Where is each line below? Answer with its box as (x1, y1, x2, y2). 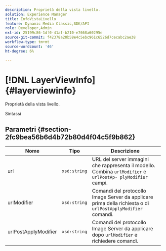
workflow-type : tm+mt (5, 40, 50, 45)
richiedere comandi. (92, 238, 138, 245)
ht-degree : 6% (5, 49, 35, 53)
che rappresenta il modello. (92, 162, 156, 169)
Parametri (5, 125, 36, 134)
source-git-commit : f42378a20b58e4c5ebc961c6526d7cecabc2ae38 (5, 35, 136, 40)
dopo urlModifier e (92, 231, 138, 238)
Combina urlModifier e (92, 168, 147, 175)
